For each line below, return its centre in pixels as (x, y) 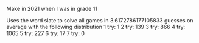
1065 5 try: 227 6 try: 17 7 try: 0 (46, 33)
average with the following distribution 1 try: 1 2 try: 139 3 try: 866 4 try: (96, 27)
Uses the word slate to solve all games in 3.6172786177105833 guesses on (100, 20)
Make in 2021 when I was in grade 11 (52, 9)
